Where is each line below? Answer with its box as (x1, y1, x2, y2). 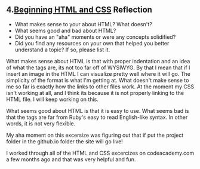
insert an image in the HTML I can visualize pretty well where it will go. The (6, 70, 191, 77)
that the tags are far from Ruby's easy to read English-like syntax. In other (6, 113, 188, 121)
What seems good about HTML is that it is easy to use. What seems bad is (6, 107, 189, 114)
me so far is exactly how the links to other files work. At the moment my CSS (6, 83, 195, 90)
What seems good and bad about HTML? (14, 27, 116, 34)
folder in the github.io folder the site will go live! (6, 137, 124, 145)
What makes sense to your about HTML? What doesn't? (14, 20, 152, 27)
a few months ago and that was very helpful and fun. (6, 155, 136, 163)
